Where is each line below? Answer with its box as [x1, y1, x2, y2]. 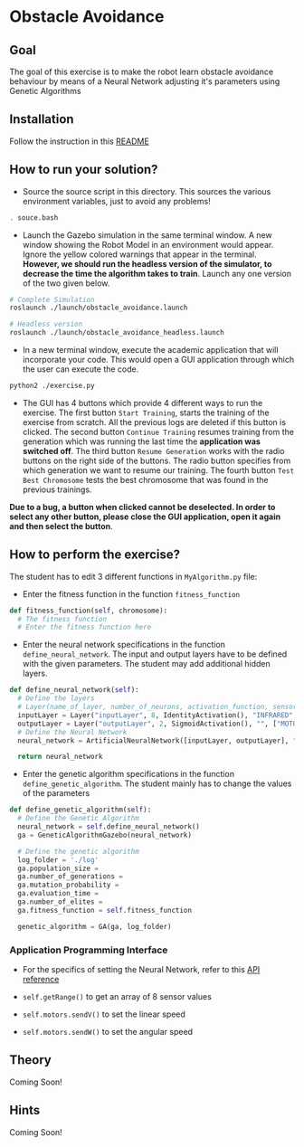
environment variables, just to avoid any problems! [22, 195, 211, 206]
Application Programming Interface [9, 943, 168, 956]
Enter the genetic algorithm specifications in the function [22, 769, 235, 780]
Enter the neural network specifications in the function [22, 640, 226, 650]
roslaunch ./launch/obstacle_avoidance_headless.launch [9, 328, 224, 337]
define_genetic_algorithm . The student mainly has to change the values [22, 778, 292, 789]
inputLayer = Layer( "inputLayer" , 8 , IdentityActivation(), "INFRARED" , [17, 710, 298, 720]
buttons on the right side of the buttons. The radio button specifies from [22, 455, 291, 466]
